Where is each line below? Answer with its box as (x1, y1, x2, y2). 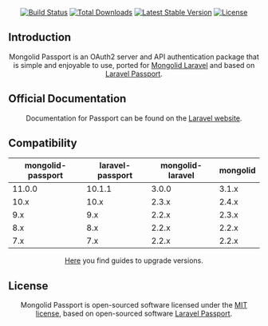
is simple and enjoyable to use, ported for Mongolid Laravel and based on (13, 60, 255, 70)
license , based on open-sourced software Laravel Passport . (35, 308, 233, 319)
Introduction (8, 30, 72, 44)
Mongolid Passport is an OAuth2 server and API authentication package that (9, 52, 259, 62)
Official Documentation (8, 92, 127, 105)
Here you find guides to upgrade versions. (65, 256, 203, 265)
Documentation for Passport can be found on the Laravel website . (26, 113, 242, 123)
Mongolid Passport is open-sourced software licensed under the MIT (20, 300, 248, 310)
